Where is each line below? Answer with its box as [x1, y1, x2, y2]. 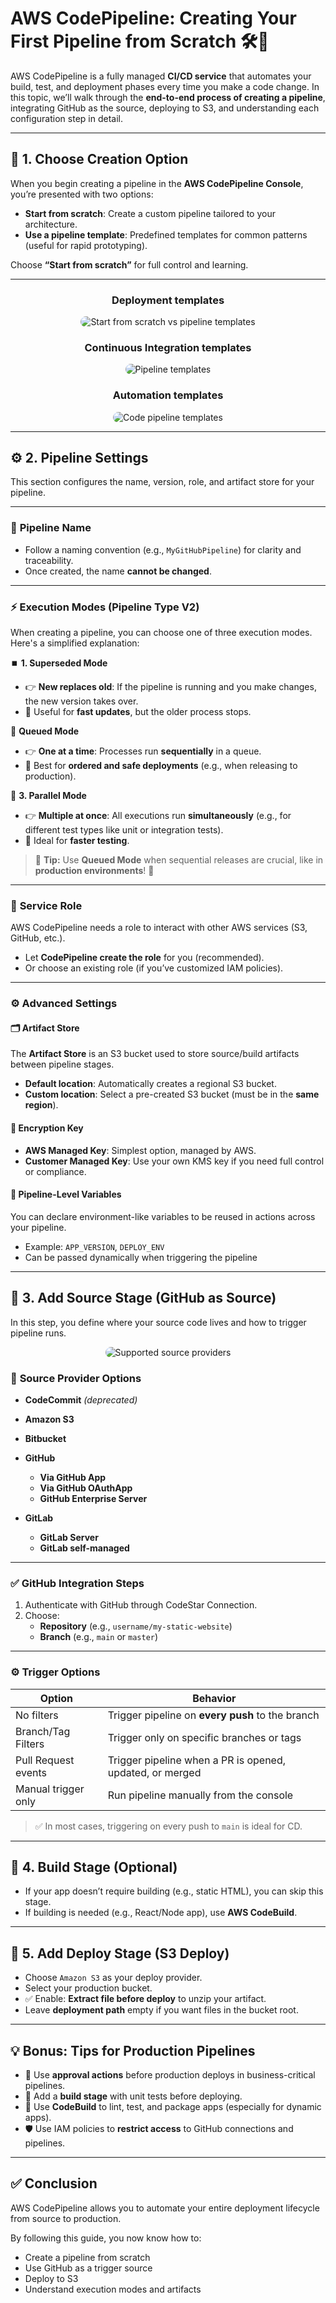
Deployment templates [111, 293, 225, 307]
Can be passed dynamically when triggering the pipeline [24, 1251, 258, 1263]
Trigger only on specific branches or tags [107, 1730, 302, 1744]
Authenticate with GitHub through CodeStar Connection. [24, 1599, 258, 1611]
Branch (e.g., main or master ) [39, 1631, 159, 1643]
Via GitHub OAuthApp [39, 1482, 133, 1494]
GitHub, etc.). [10, 932, 66, 944]
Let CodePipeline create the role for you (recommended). [24, 952, 265, 964]
